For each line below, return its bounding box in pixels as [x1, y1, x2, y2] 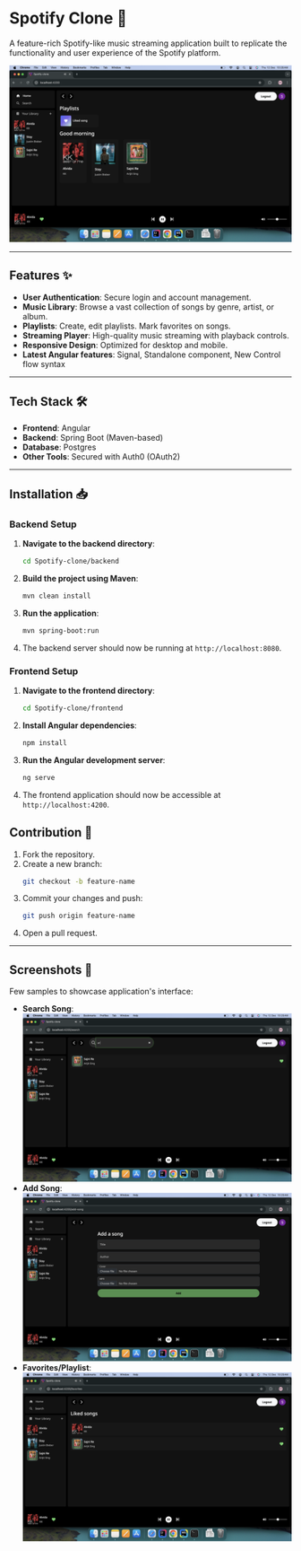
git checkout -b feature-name [21, 877, 136, 886]
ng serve [21, 773, 56, 782]
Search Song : [21, 1003, 74, 1014]
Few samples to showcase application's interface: [9, 986, 193, 997]
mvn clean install [21, 591, 91, 600]
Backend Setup [9, 518, 78, 530]
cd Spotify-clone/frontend [21, 704, 124, 713]
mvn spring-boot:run [21, 627, 99, 635]
